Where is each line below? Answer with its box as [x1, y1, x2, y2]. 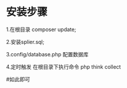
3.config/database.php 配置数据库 [6, 50, 89, 57]
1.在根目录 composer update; [6, 26, 76, 33]
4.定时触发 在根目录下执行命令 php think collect [6, 63, 121, 70]
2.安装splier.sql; [6, 38, 45, 45]
